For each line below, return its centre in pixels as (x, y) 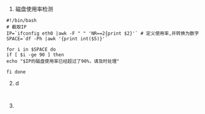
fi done (16, 72)
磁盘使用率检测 (34, 9)
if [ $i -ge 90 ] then (35, 55)
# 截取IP (17, 27)
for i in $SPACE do (31, 49)
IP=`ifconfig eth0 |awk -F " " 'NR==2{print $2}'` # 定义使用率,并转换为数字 (103, 34)
